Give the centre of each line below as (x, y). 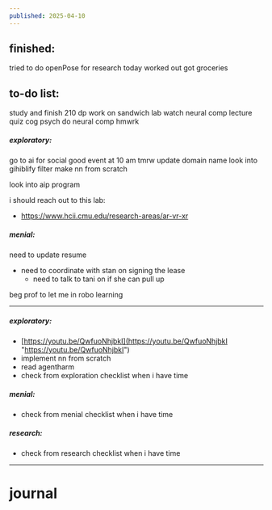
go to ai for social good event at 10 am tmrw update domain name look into (133, 160)
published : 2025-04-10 (47, 16)
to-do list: (34, 93)
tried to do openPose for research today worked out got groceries (119, 68)
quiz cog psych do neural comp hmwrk (74, 121)
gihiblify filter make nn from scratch (69, 169)
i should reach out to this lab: (57, 200)
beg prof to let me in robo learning (66, 295)
